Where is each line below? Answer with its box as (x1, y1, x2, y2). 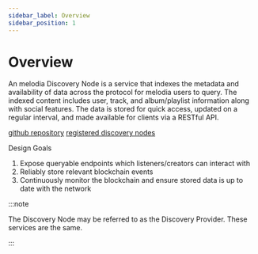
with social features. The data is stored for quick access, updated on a (8, 104, 238, 114)
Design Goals (8, 143, 52, 153)
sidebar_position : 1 (8, 19, 77, 27)
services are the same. (8, 223, 83, 233)
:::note (8, 199, 29, 209)
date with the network (19, 184, 92, 194)
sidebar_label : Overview (8, 11, 90, 20)
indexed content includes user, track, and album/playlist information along (8, 96, 249, 105)
